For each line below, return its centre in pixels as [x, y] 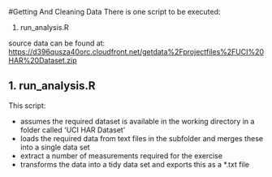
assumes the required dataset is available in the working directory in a [137, 121]
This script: [27, 106]
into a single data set [55, 147]
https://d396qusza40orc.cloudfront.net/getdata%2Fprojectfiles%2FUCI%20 [136, 52]
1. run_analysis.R [52, 86]
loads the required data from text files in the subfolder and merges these [142, 138]
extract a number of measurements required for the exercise [121, 155]
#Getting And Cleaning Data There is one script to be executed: [114, 12]
